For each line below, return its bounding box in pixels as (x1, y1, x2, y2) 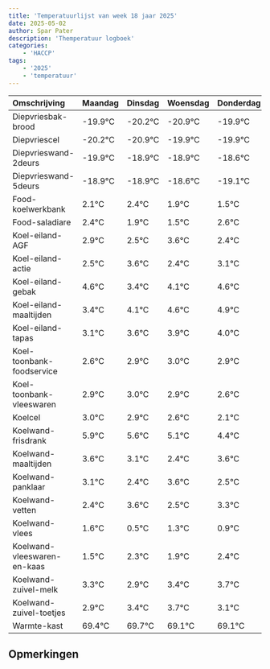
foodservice (12, 365, 58, 377)
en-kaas (12, 560, 46, 572)
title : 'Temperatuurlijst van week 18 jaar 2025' (8, 11, 178, 20)
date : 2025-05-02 (8, 19, 67, 27)
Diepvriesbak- (12, 110, 68, 122)
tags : (8, 57, 27, 65)
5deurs (12, 180, 40, 192)
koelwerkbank (12, 203, 66, 214)
